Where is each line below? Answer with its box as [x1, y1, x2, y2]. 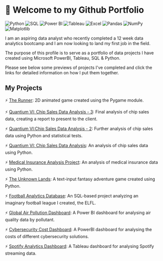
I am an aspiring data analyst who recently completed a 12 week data [5, 35, 144, 41]
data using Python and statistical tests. [5, 132, 83, 138]
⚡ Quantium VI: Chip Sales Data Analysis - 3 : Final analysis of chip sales [5, 109, 149, 114]
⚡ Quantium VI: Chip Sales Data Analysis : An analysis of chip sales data [5, 142, 148, 148]
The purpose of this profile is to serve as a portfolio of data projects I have [5, 50, 154, 56]
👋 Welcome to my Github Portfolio [5, 4, 145, 16]
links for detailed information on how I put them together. [5, 69, 119, 75]
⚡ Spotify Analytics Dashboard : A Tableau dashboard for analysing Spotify [5, 243, 154, 249]
